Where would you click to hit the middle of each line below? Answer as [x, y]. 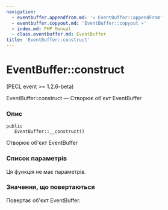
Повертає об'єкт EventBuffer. [43, 200]
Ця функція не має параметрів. [46, 171]
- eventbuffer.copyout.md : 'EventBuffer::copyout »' [79, 23]
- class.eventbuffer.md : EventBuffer [59, 34]
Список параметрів [37, 159]
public [14, 126]
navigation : [21, 12]
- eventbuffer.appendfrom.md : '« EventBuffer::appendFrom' [87, 17]
